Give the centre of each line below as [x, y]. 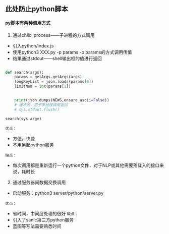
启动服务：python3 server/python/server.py [58, 193]
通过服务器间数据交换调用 [39, 183]
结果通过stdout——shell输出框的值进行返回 [57, 58]
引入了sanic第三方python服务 [43, 220]
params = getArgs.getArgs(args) [48, 77]
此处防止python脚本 [37, 9]
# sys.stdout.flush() [37, 109]
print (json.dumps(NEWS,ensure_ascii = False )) [62, 100]
